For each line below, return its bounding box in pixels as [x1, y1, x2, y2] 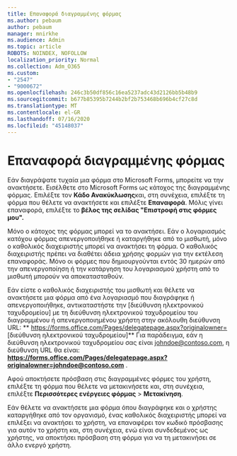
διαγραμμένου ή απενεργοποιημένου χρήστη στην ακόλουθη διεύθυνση [7, 316, 221, 325]
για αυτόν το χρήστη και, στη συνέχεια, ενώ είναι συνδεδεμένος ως [7, 426, 209, 435]
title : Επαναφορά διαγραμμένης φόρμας [7, 10, 122, 18]
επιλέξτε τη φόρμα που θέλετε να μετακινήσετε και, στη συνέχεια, [7, 382, 205, 391]
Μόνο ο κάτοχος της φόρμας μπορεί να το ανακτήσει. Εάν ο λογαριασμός [7, 227, 226, 235]
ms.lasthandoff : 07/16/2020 [7, 115, 91, 122]
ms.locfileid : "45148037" [7, 122, 83, 129]
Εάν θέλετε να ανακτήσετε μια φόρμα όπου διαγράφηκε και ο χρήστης [7, 404, 217, 412]
